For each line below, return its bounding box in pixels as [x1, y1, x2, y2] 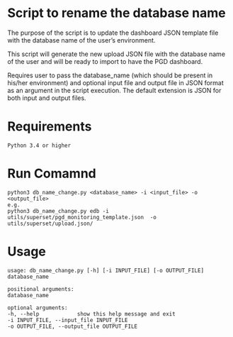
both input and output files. [7, 94, 86, 102]
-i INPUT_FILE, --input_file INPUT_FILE [7, 316, 129, 324]
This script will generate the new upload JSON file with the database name [7, 50, 225, 58]
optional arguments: [7, 304, 69, 311]
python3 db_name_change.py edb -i [7, 207, 110, 214]
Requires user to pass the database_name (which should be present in [7, 71, 213, 79]
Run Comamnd [7, 165, 97, 182]
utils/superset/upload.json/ [7, 220, 93, 227]
